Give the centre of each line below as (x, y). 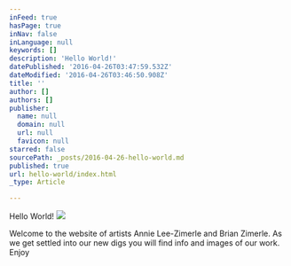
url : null (35, 133)
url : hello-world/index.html (63, 174)
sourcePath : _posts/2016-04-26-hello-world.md (97, 157)
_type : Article (37, 183)
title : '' (28, 83)
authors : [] (31, 100)
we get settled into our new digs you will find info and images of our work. (145, 243)
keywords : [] (33, 51)
